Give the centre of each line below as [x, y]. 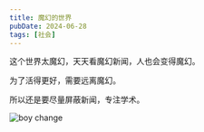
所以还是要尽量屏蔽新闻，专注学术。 [77, 99]
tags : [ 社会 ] [33, 34]
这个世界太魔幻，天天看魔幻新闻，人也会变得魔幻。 [105, 61]
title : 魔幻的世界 [41, 18]
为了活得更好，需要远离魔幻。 [65, 80]
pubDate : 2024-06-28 [49, 26]
